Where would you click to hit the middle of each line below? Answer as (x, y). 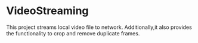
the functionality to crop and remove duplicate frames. (73, 33)
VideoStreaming (47, 11)
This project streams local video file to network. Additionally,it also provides (99, 27)
